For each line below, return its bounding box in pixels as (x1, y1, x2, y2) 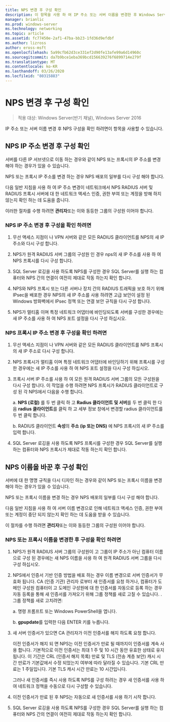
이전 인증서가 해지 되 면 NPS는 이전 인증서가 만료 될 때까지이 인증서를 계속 (12, 641, 159, 647)
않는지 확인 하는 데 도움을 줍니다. (5, 196, 70, 203)
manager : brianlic (5, 17, 44, 22)
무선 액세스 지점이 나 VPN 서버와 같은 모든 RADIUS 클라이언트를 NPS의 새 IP (12, 234, 164, 240)
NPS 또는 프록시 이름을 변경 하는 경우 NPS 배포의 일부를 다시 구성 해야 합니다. (5, 495, 159, 501)
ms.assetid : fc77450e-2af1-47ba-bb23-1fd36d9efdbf (5, 36, 114, 41)
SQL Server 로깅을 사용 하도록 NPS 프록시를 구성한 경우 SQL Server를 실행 (12, 440, 162, 446)
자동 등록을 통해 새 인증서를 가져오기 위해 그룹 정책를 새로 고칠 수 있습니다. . (12, 591, 162, 597)
